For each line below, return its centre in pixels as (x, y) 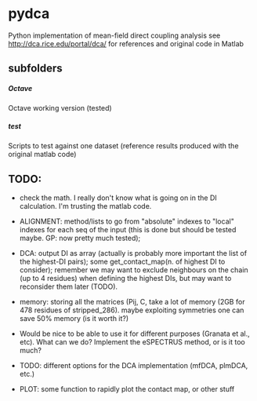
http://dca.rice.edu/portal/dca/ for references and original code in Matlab (126, 43)
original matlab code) (42, 155)
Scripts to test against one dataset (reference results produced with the (123, 146)
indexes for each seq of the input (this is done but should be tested (128, 230)
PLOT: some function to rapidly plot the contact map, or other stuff (127, 389)
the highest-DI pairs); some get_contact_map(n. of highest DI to (122, 262)
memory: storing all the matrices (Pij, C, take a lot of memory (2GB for (132, 302)
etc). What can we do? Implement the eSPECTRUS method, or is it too (132, 342)
